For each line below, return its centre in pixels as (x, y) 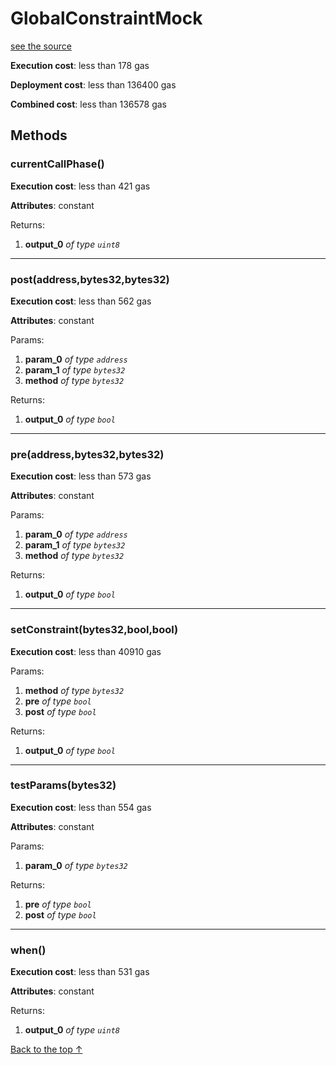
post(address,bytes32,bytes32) (90, 279)
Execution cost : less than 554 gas (81, 807)
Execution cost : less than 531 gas (80, 972)
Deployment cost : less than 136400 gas (93, 84)
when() (28, 950)
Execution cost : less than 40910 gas (86, 651)
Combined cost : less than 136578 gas (88, 104)
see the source (41, 46)
